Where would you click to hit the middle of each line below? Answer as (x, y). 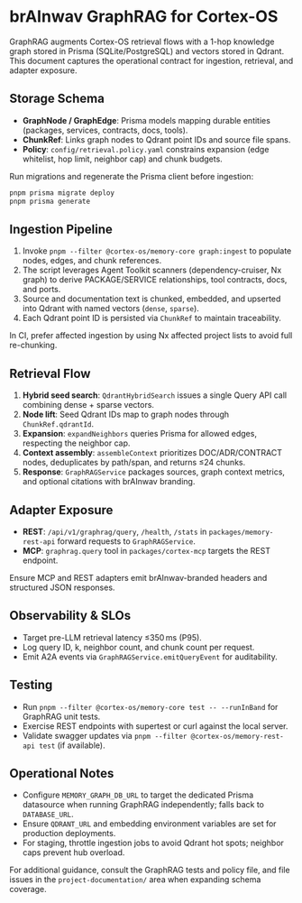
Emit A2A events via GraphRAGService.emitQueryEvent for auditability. (150, 657)
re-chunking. (33, 346)
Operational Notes (62, 773)
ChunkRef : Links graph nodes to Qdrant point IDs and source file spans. (156, 139)
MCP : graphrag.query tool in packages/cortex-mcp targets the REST (146, 550)
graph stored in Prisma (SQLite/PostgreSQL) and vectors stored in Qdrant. (147, 51)
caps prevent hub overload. (73, 852)
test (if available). (72, 745)
